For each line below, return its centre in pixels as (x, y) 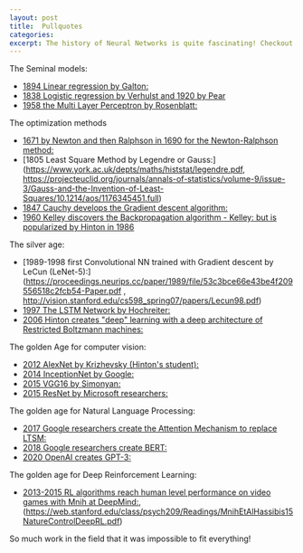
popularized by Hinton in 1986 (78, 227)
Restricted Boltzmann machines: (83, 329)
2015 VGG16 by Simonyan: (71, 384)
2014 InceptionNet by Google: (78, 374)
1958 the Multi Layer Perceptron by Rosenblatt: (110, 106)
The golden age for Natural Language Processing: (103, 411)
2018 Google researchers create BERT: (95, 448)
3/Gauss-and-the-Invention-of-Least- (93, 189)
